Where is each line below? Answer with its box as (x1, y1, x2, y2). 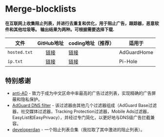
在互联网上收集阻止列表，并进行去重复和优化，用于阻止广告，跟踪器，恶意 (5, 20, 155, 26)
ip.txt (7, 59, 23, 64)
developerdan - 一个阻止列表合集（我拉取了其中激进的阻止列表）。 (12, 127, 145, 133)
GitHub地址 (37, 40, 64, 47)
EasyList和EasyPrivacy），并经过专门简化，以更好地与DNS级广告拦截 (12, 115, 150, 120)
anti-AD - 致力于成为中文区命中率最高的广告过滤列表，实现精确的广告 (12, 90, 152, 96)
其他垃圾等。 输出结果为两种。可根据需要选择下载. (13, 26, 115, 32)
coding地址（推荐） (68, 40, 115, 47)
